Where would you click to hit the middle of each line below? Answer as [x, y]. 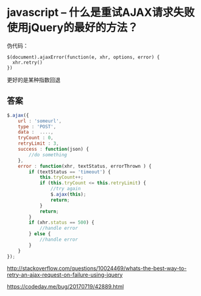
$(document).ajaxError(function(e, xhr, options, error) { [83, 57]
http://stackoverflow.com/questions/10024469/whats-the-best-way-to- [97, 268]
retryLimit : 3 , [39, 143]
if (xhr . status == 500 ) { [62, 222]
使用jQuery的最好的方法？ [73, 28]
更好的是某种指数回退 [33, 80]
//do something [48, 155]
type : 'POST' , [37, 126]
